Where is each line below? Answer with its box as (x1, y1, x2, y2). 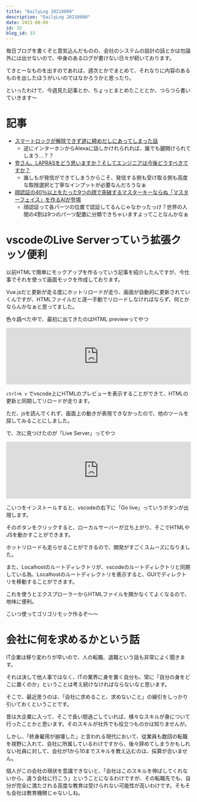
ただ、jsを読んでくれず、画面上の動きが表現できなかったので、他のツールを (6, 410, 189, 417)
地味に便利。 (6, 598, 37, 605)
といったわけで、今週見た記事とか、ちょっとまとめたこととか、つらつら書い (6, 87, 191, 94)
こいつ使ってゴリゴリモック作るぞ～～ (6, 611, 98, 617)
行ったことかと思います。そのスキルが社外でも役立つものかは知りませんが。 (6, 720, 191, 727)
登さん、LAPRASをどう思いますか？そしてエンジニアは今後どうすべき (14, 160, 184, 167)
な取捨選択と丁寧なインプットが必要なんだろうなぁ (23, 181, 147, 188)
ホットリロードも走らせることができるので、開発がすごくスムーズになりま (6, 544, 186, 550)
